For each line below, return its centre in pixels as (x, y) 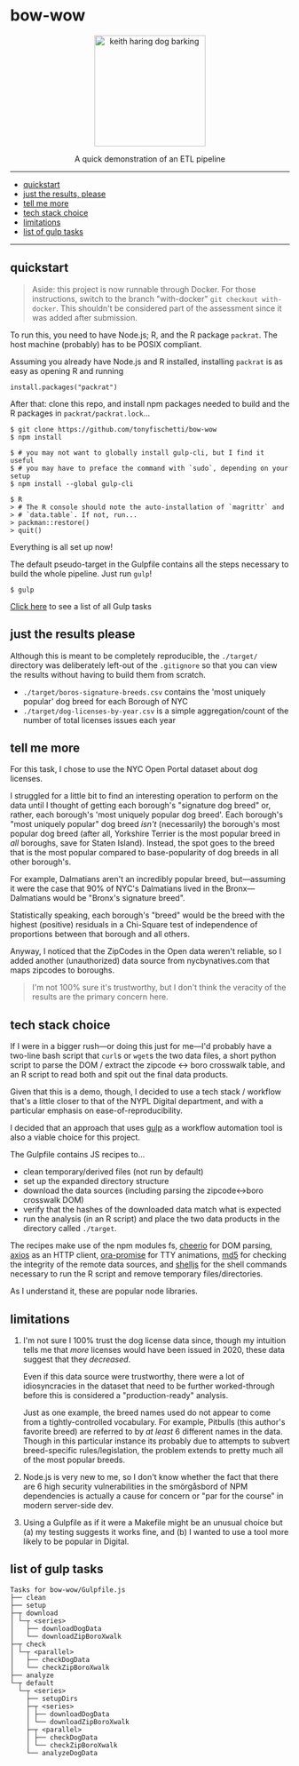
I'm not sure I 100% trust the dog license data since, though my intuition (154, 1340)
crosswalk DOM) (53, 1200)
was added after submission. (85, 317)
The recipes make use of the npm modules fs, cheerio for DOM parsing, (142, 1245)
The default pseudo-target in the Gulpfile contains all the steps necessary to (149, 564)
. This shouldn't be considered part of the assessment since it (169, 308)
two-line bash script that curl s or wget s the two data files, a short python (143, 1056)
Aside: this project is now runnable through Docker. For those (144, 289)
